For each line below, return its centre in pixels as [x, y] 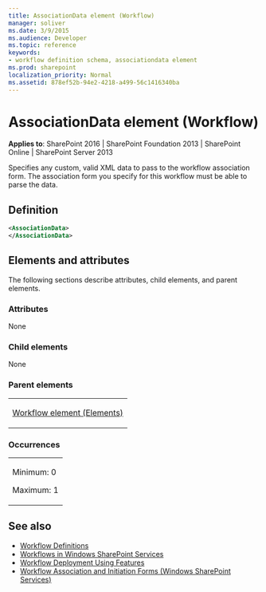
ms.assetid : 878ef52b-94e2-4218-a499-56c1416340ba [94, 82]
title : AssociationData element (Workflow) [82, 16]
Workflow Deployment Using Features [82, 562]
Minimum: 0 [35, 472]
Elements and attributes [69, 260]
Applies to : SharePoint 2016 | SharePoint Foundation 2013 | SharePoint [125, 144]
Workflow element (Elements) [68, 412]
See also [30, 526]
